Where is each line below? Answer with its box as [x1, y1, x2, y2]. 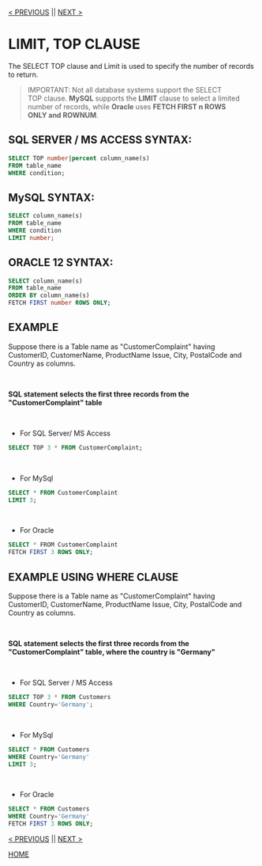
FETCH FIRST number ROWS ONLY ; [8, 299, 111, 307]
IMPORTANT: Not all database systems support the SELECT [27, 85, 223, 94]
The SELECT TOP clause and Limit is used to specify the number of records [8, 61, 254, 70]
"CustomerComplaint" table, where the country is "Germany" [8, 648, 215, 656]
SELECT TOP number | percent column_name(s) [8, 154, 150, 162]
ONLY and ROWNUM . [27, 110, 99, 120]
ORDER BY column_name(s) [8, 291, 90, 300]
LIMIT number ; [8, 234, 55, 241]
